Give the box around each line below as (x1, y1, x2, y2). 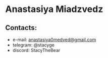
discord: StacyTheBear (12, 47, 61, 53)
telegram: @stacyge (12, 42, 55, 48)
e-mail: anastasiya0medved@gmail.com (12, 36, 96, 42)
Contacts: (5, 23, 37, 32)
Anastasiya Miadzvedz (5, 3, 103, 15)
